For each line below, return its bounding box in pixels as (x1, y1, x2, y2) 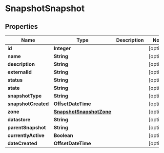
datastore (7, 116, 31, 123)
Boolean (53, 132, 73, 139)
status (7, 76, 23, 83)
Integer (53, 45, 71, 52)
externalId (7, 69, 32, 76)
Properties (5, 22, 38, 31)
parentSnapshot (7, 124, 46, 131)
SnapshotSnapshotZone (53, 108, 111, 115)
